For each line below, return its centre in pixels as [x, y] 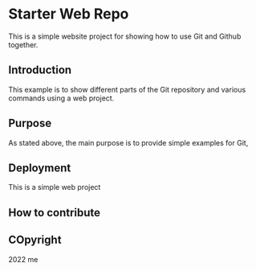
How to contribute [55, 213]
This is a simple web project [55, 187]
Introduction [40, 70]
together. [23, 44]
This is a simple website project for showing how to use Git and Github [125, 36]
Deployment [40, 168]
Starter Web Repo [69, 14]
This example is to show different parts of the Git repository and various [127, 89]
